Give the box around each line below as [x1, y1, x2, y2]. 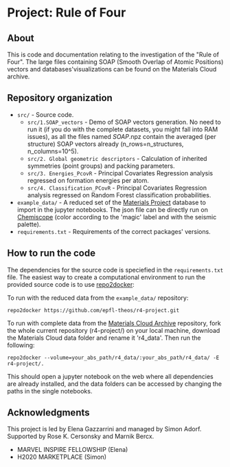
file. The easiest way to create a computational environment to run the [7, 273, 206, 281]
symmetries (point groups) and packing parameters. [27, 162, 175, 170]
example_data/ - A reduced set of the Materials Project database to [16, 198, 206, 206]
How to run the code [7, 248, 96, 259]
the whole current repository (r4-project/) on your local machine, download [7, 326, 220, 334]
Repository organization [7, 92, 113, 104]
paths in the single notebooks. [7, 387, 93, 395]
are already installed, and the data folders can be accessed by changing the [7, 380, 222, 388]
